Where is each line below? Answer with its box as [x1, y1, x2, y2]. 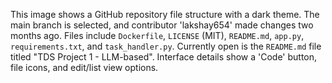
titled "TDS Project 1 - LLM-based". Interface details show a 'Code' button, [10, 51, 318, 63]
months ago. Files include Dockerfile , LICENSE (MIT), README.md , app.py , [10, 30, 305, 41]
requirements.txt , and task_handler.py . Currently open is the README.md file [10, 40, 322, 52]
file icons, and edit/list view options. [10, 62, 159, 73]
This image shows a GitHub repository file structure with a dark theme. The [10, 9, 320, 20]
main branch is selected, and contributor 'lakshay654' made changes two [10, 19, 314, 31]
